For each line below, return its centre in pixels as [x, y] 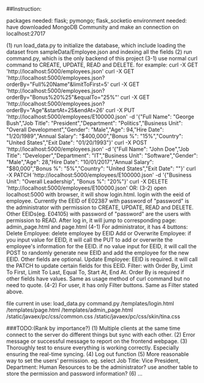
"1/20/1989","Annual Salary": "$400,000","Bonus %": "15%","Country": [95, 136]
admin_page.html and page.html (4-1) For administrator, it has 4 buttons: [97, 227]
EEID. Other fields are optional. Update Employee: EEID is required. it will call [102, 259]
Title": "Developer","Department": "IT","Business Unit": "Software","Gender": [102, 156]
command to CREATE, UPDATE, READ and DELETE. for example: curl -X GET [102, 65]
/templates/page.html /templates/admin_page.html [70, 310]
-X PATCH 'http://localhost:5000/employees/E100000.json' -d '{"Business [99, 175]
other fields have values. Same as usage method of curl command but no [98, 279]
